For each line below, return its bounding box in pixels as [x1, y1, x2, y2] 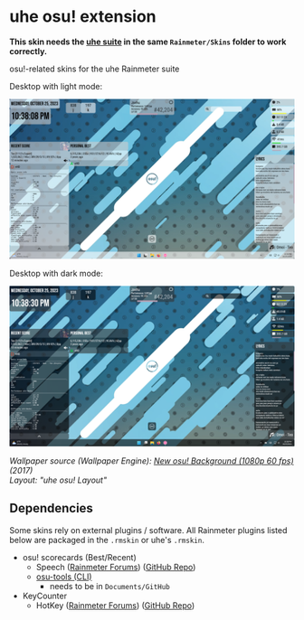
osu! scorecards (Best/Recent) [22, 551, 138, 562]
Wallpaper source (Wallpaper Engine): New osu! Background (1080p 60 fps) [9, 455, 294, 466]
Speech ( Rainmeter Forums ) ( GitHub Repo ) [35, 561, 196, 572]
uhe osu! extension [9, 6, 157, 27]
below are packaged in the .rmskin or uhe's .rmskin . [9, 534, 205, 545]
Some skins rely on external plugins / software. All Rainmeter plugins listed [9, 524, 288, 535]
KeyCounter [22, 590, 68, 601]
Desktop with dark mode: [9, 268, 104, 279]
